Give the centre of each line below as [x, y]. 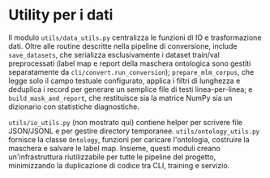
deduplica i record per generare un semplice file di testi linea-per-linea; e [131, 89]
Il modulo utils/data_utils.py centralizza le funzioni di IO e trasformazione [135, 37]
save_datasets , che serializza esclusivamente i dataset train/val [114, 54]
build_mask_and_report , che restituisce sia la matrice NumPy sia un [120, 98]
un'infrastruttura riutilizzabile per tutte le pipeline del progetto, [112, 157]
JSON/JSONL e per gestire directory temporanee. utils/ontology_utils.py [134, 131]
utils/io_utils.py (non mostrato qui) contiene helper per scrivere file [126, 122]
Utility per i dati [61, 15]
